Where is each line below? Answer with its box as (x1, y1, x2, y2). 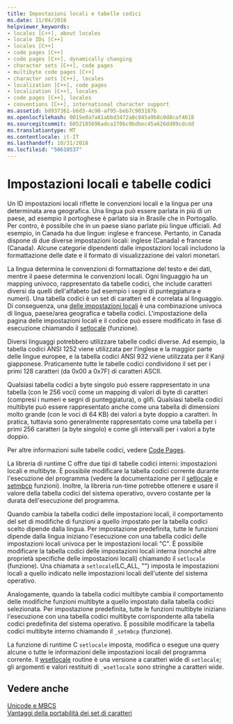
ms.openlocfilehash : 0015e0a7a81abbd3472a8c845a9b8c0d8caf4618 (7, 114, 195, 121)
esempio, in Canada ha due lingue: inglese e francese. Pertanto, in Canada (7, 229, 221, 237)
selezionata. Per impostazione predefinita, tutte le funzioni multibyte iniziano (7, 604, 226, 613)
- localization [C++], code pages (7, 82, 108, 88)
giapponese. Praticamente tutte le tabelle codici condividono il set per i (7, 360, 211, 368)
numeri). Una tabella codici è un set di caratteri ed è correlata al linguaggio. (7, 294, 223, 302)
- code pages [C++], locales (7, 95, 92, 102)
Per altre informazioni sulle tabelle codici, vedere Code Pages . (7, 445, 186, 454)
